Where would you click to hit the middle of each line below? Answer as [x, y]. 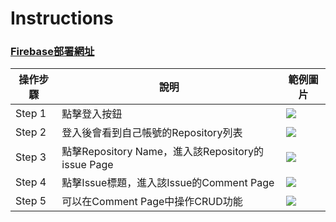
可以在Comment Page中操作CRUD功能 [152, 202]
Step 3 [31, 157]
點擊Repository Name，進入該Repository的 [163, 152]
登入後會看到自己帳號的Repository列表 [152, 133]
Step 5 [31, 201]
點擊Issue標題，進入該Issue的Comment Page [168, 183]
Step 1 [31, 114]
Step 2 [31, 132]
